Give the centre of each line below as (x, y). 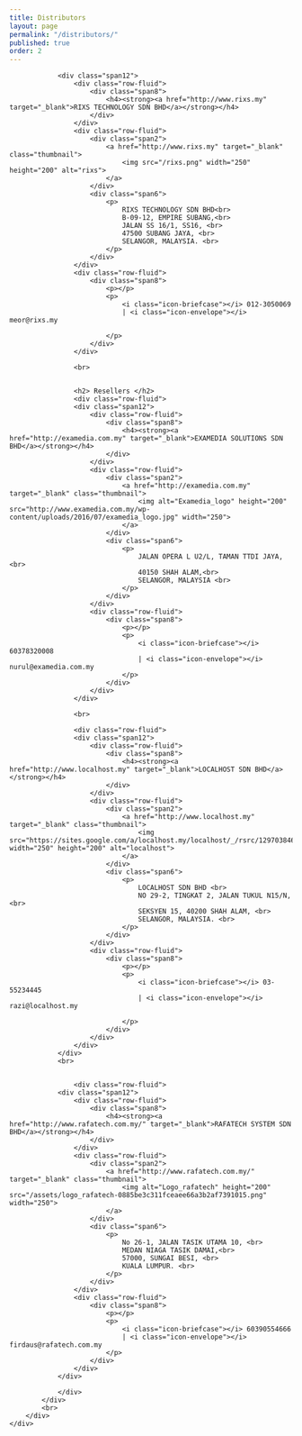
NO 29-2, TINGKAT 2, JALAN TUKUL (200, 896)
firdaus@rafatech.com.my (56, 1345)
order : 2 (26, 51)
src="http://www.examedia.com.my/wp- (80, 510)
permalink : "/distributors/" (64, 34)
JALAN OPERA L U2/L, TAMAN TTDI (198, 557)
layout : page (34, 26)
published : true (40, 43)
